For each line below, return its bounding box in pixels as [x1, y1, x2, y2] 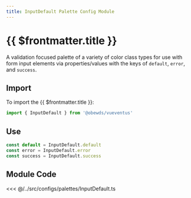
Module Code [6, 169, 57, 180]
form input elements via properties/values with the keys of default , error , [6, 60, 186, 67]
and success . [6, 66, 37, 73]
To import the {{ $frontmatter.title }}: [6, 98, 94, 106]
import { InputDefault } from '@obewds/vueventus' [6, 110, 133, 116]
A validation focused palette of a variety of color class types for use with [6, 54, 183, 61]
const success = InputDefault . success [6, 153, 101, 159]
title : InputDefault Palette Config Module [6, 8, 115, 15]
